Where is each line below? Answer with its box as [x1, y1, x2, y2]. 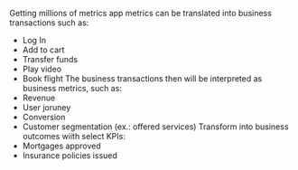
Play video [22, 63, 61, 74]
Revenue [22, 92, 56, 103]
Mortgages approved [22, 140, 101, 151]
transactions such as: [9, 17, 89, 28]
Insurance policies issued [22, 150, 117, 161]
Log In [22, 35, 47, 45]
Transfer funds [22, 54, 79, 64]
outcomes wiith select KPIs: [22, 131, 126, 141]
